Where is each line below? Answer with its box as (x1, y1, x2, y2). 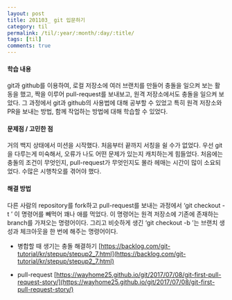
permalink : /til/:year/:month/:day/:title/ (7, 29, 135, 37)
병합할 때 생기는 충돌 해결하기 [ (17, 242, 102, 250)
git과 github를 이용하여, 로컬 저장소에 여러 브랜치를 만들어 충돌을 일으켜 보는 (7, 81, 213, 90)
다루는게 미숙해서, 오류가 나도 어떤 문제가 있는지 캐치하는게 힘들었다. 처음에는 (14, 150, 224, 158)
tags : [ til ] (7, 36, 42, 43)
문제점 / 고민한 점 (7, 124, 53, 132)
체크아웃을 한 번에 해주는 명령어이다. (19, 227, 118, 236)
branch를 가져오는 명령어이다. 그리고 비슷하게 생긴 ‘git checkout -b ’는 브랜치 (7, 218, 218, 227)
